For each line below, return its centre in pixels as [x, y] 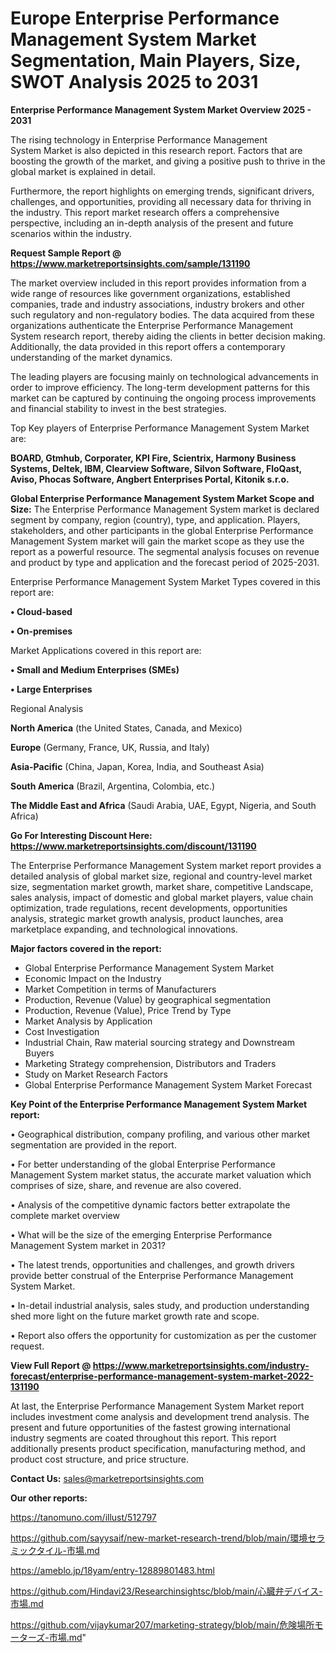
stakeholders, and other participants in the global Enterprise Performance [162, 530]
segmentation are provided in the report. [93, 1144]
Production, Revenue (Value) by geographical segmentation [148, 999]
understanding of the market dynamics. [91, 357]
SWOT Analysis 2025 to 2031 [134, 82]
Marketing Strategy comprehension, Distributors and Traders [150, 1063]
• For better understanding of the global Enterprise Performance [143, 1164]
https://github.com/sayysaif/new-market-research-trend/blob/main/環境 [159, 1538]
